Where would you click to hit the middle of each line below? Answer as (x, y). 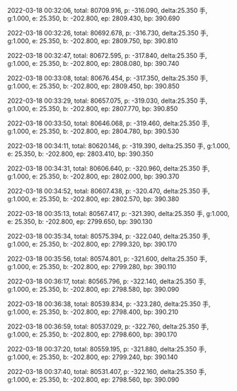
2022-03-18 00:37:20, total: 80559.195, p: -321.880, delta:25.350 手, (107, 349)
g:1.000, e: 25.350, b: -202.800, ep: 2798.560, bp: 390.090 (93, 380)
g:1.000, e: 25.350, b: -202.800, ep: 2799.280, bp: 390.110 (92, 267)
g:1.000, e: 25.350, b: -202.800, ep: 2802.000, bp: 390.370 (93, 176)
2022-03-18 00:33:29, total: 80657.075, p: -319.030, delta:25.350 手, (108, 101)
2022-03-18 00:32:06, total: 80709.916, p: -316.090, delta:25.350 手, (108, 10)
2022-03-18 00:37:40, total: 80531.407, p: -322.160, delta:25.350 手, (107, 372)
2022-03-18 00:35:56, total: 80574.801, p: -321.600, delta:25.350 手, (107, 259)
